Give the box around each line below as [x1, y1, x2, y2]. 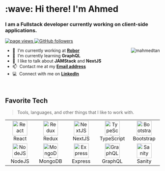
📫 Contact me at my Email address [12, 64, 86, 70]
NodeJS [10, 158, 29, 165]
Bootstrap [133, 135, 156, 142]
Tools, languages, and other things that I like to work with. [17, 109, 134, 116]
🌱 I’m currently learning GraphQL [12, 53, 81, 59]
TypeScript [99, 135, 125, 142]
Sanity [137, 158, 152, 165]
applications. [5, 27, 37, 34]
